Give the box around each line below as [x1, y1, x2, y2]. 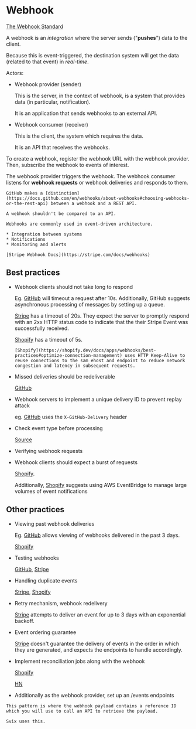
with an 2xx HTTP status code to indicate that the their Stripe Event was [14, 318, 188, 325]
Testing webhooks [14, 554, 60, 561]
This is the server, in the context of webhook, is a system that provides [14, 92, 185, 99]
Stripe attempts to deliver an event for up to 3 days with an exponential [14, 611, 186, 618]
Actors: [6, 69, 24, 76]
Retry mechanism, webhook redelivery [14, 599, 108, 607]
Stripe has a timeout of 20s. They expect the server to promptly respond [14, 312, 190, 319]
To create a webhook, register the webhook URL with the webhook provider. [6, 155, 190, 162]
